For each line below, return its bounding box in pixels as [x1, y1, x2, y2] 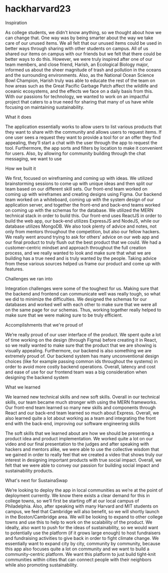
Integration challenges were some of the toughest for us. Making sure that [5, 285, 159, 292]
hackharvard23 [5, 3, 71, 15]
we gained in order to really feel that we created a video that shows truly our [5, 451, 163, 457]
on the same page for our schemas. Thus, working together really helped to [5, 307, 161, 313]
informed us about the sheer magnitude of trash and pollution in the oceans [5, 66, 161, 73]
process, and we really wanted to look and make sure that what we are [5, 250, 151, 256]
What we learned [5, 384, 41, 390]
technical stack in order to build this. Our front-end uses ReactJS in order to [5, 212, 162, 219]
